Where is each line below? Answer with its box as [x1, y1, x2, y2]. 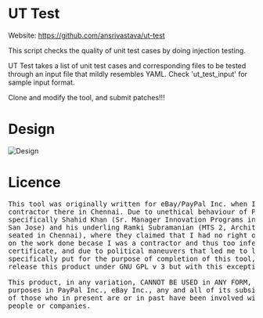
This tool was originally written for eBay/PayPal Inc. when [8, 199, 248, 208]
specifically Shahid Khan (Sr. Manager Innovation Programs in [8, 215, 256, 224]
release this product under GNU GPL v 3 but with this [8, 262, 223, 271]
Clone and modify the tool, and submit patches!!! [8, 92, 166, 102]
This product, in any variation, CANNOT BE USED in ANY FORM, [8, 277, 252, 287]
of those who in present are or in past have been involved [8, 293, 244, 302]
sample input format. [8, 78, 76, 87]
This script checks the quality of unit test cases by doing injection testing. [8, 45, 247, 55]
